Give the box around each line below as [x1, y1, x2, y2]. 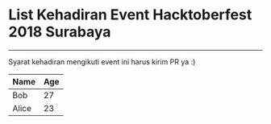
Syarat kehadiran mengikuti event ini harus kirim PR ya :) [8, 56, 196, 66]
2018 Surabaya [8, 23, 111, 41]
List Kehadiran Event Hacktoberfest [8, 6, 252, 24]
